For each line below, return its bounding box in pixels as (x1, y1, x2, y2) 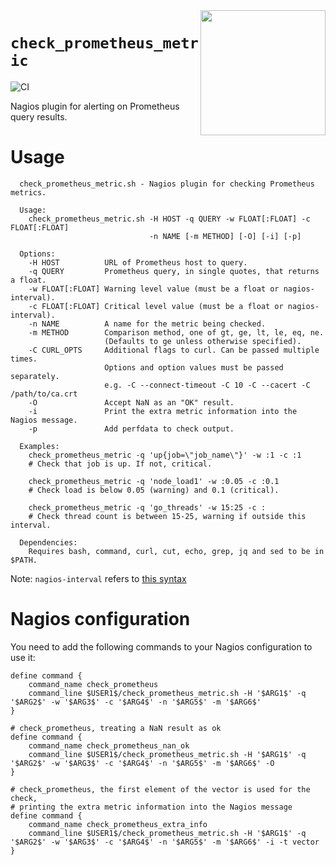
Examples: (19, 441, 60, 451)
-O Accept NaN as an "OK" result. (28, 397, 235, 408)
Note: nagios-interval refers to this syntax (10, 572, 187, 584)
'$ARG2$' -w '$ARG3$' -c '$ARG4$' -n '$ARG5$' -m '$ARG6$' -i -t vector (10, 837, 320, 847)
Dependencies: (19, 537, 78, 548)
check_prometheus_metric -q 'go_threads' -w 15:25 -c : (28, 502, 267, 513)
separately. (10, 371, 60, 381)
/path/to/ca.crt (10, 389, 78, 399)
